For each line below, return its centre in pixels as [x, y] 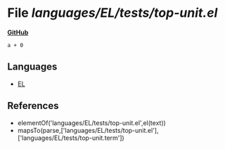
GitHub [18, 32]
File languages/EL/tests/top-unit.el [112, 13]
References [33, 106]
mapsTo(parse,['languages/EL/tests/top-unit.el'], [88, 130]
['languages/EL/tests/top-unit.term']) [71, 138]
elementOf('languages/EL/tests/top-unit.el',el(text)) [92, 123]
